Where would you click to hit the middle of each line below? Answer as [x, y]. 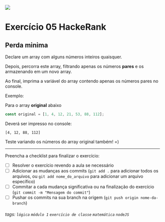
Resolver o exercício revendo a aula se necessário [63, 165]
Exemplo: [14, 96]
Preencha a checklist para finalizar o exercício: [52, 156]
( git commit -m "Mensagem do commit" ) [51, 192]
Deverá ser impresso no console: [39, 123]
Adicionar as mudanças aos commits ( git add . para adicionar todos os [85, 171]
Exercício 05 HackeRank [56, 27]
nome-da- [150, 198]
